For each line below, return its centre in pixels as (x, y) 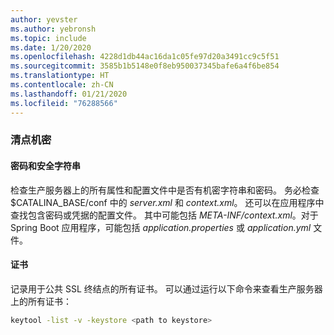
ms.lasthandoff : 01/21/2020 (69, 94)
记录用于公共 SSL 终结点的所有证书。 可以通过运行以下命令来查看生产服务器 (166, 288)
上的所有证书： (41, 301)
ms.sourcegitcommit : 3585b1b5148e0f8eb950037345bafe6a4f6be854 (145, 66)
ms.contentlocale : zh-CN (62, 85)
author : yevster (44, 19)
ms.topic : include (48, 38)
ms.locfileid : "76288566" (64, 103)
